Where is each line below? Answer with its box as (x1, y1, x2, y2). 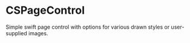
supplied (5, 29, 28, 36)
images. (28, 29, 48, 36)
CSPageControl (5, 4, 85, 17)
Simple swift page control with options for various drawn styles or (5, 23, 170, 30)
